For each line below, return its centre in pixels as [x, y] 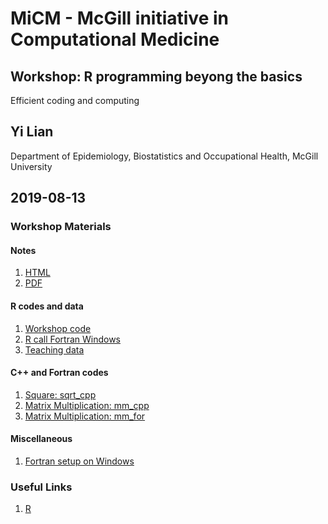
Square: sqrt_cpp [60, 394]
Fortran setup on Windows [79, 461]
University [31, 166]
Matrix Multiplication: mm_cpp [87, 405]
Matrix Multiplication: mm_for [85, 416]
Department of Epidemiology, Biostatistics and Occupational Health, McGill [164, 156]
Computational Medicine [115, 39]
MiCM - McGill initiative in [119, 18]
